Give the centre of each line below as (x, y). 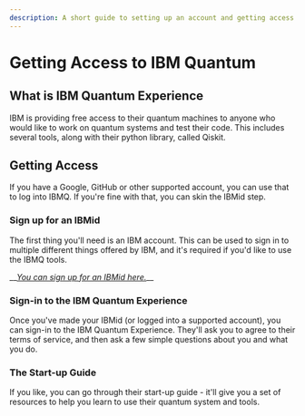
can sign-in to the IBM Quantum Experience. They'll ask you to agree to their (152, 330)
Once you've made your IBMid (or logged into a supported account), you (145, 320)
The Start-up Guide (53, 372)
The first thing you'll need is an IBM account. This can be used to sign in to (149, 240)
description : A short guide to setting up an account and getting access (152, 18)
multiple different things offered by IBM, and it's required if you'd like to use (151, 249)
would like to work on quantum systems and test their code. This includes (147, 127)
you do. (24, 349)
